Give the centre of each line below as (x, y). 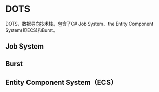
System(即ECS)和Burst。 (31, 30)
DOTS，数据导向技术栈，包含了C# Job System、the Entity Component (79, 24)
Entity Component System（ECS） (61, 83)
